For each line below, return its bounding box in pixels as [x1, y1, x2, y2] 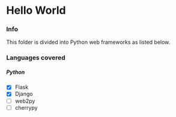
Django [14, 91, 33, 98]
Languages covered [6, 53, 66, 62]
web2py [14, 97, 35, 104]
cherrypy [14, 104, 38, 111]
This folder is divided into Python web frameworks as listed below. [6, 38, 171, 46]
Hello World [6, 4, 66, 17]
